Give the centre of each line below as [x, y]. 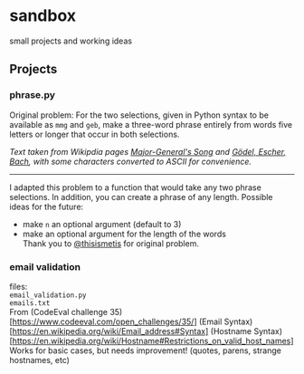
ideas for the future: [47, 206]
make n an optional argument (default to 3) [102, 224]
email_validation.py [48, 295]
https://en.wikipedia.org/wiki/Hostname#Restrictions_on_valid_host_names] [153, 340]
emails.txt [30, 303]
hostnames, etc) [40, 360]
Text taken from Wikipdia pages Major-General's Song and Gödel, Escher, [148, 151]
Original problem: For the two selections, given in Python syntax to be [139, 115]
